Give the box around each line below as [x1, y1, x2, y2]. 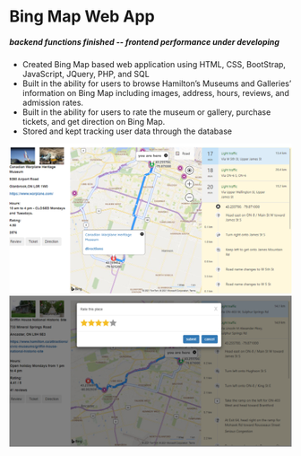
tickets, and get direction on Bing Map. [21, 117, 166, 127]
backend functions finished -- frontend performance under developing [9, 36, 280, 47]
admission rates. [21, 97, 83, 109]
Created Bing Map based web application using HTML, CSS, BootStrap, [21, 59, 287, 70]
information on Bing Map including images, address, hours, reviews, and [21, 88, 289, 99]
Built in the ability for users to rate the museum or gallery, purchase [21, 107, 271, 118]
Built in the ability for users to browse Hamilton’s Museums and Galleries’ [21, 78, 292, 89]
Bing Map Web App [9, 6, 155, 27]
